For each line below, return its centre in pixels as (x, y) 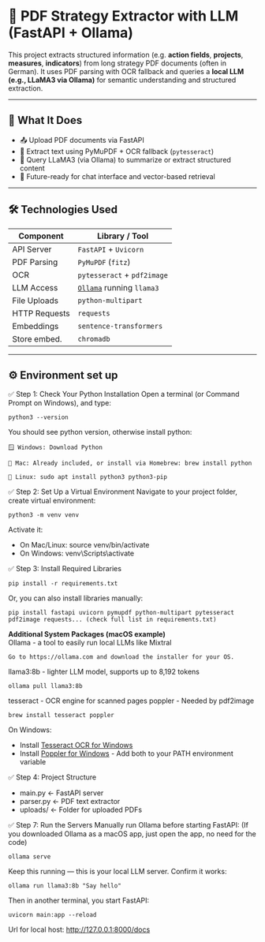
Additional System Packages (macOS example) (87, 634)
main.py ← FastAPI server (62, 793)
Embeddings (35, 326)
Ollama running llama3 (118, 287)
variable (33, 762)
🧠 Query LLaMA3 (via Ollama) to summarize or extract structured (125, 159)
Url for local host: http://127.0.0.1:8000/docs (79, 929)
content (32, 168)
